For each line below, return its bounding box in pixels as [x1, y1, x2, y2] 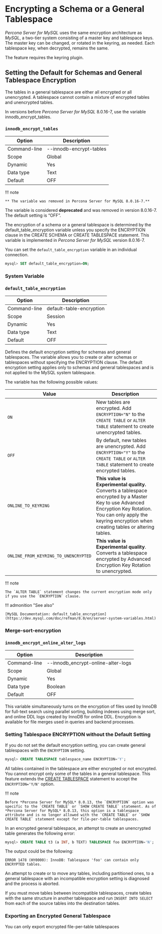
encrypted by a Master [96, 493, 148, 500]
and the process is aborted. [5, 881, 60, 887]
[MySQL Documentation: [5, 612, 51, 617]
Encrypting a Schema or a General [5, 3, 145, 15]
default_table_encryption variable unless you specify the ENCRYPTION [5, 227, 146, 233]
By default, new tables [96, 437, 147, 444]
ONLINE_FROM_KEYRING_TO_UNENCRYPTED [7, 554, 92, 559]
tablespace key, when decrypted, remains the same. [5, 45, 109, 51]
